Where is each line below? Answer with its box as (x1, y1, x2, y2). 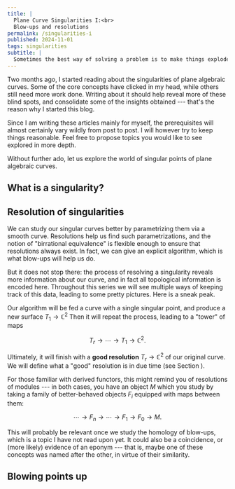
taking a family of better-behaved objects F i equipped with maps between (7, 390, 220, 400)
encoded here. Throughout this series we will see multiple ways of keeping (7, 282, 224, 291)
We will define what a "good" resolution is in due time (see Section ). (7, 361, 205, 370)
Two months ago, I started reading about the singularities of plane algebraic (7, 75, 226, 83)
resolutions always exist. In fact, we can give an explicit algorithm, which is (7, 247, 223, 255)
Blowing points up (7, 471, 87, 483)
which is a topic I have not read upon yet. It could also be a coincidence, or (7, 435, 224, 443)
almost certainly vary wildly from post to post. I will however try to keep (7, 125, 213, 134)
